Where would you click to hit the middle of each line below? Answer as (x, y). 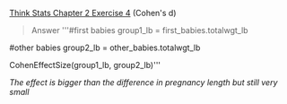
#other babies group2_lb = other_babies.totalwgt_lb (105, 48)
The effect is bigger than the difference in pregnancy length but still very (143, 82)
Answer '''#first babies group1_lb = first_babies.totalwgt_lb (139, 30)
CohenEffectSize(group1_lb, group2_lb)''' (85, 65)
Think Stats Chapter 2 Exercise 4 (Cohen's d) (93, 13)
